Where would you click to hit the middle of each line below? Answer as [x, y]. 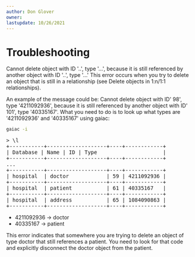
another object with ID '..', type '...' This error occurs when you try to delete [97, 75]
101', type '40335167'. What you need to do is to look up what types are [93, 112]
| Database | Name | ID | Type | [86, 152]
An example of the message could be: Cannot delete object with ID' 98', [94, 100]
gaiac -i [17, 129]
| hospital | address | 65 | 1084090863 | [86, 200]
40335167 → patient [40, 224]
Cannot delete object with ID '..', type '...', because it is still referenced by [95, 69]
